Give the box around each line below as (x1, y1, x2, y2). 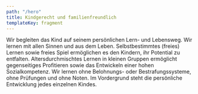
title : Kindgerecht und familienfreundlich (6, 14, 117, 20)
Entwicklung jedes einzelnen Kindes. (6, 81, 97, 88)
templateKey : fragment (6, 20, 63, 26)
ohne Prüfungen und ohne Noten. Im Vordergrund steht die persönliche (6, 74, 183, 81)
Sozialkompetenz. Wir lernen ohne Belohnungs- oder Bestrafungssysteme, (6, 68, 191, 75)
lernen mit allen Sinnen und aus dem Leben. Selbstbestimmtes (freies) (6, 43, 180, 50)
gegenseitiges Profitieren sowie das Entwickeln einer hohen (6, 62, 154, 69)
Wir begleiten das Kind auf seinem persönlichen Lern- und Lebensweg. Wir (6, 37, 193, 44)
